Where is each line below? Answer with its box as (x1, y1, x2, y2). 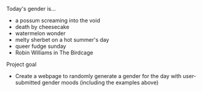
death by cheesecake (15, 24, 70, 30)
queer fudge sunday (15, 42, 66, 50)
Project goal (6, 61, 37, 68)
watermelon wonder (15, 30, 66, 37)
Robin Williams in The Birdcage (15, 49, 93, 56)
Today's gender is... (6, 5, 56, 12)
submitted (15, 79, 41, 86)
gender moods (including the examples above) (41, 79, 159, 86)
